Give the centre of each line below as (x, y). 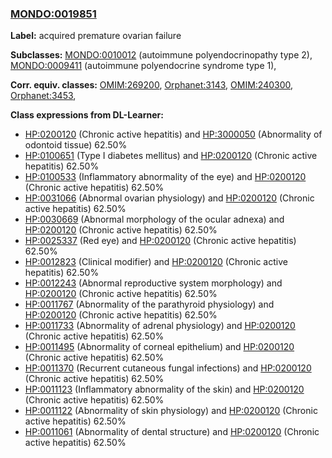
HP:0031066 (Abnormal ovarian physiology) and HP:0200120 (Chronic (169, 198)
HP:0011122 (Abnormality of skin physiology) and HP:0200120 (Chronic (171, 411)
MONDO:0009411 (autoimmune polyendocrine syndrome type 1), (143, 66)
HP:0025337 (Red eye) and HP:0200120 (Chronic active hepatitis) (160, 241)
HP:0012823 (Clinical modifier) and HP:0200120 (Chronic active (156, 262)
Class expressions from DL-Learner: (87, 115)
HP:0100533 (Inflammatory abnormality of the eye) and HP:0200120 (165, 177)
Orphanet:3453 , (43, 96)
